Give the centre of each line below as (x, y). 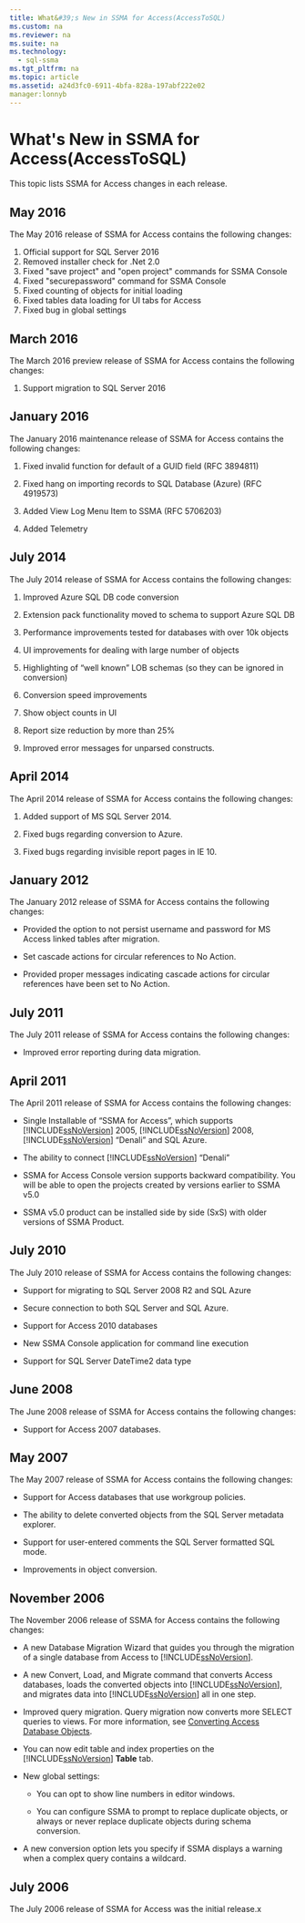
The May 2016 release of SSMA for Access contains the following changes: (151, 234)
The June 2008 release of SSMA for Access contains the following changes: (153, 1411)
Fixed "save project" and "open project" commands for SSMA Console (155, 272)
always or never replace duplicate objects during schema (144, 1821)
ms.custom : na (36, 26)
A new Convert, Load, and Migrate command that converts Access (147, 1675)
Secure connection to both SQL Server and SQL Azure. (126, 1308)
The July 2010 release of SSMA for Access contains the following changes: (151, 1272)
